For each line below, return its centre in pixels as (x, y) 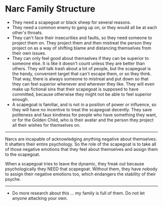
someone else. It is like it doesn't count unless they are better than (78, 63)
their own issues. (29, 53)
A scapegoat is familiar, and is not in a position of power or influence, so (84, 104)
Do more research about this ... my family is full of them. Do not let (78, 193)
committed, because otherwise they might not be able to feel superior (82, 94)
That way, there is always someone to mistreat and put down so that (80, 79)
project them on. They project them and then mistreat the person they (82, 43)
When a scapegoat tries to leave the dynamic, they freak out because (75, 163)
